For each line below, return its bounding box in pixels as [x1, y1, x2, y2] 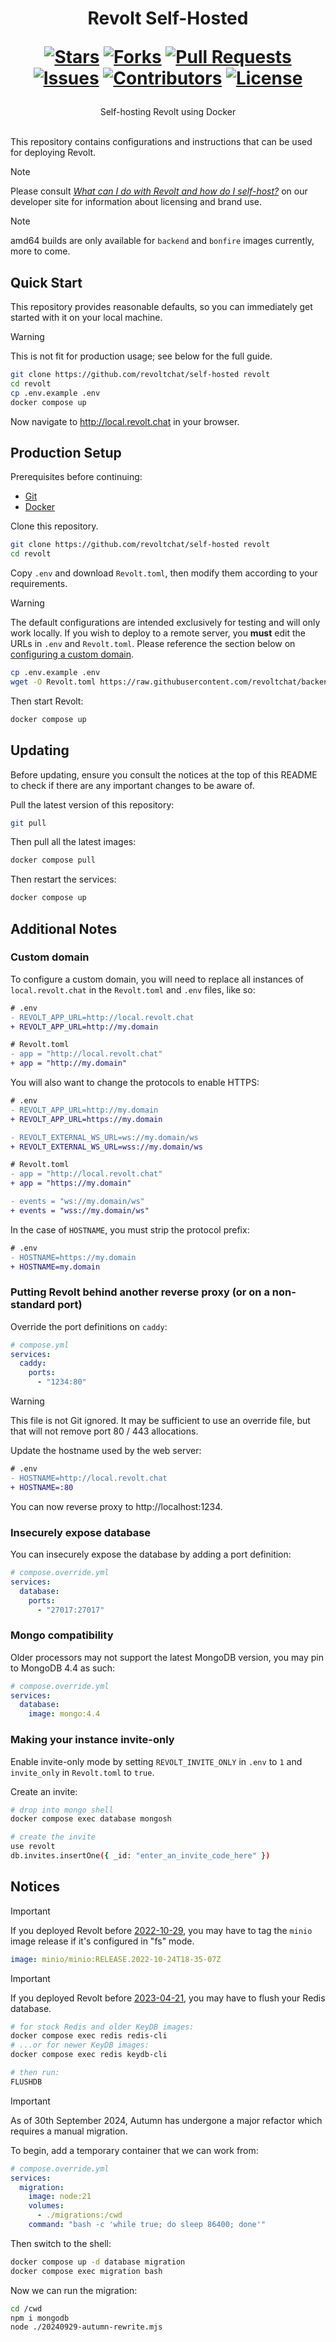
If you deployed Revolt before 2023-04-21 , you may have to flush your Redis [10, 1992, 326, 2004]
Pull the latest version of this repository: [10, 798, 175, 811]
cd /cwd [10, 2303, 43, 2314]
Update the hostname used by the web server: [10, 1445, 202, 1457]
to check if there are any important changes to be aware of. [10, 779, 255, 791]
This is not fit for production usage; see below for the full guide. [10, 350, 273, 362]
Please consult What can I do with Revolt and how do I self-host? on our [10, 185, 308, 197]
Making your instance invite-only [10, 1733, 175, 1747]
